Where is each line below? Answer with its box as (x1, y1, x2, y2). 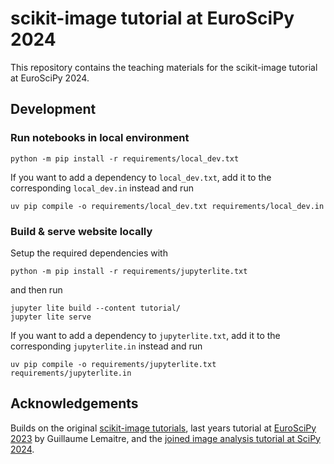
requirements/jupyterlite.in (10, 368, 132, 378)
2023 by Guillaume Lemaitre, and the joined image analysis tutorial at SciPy (10, 432, 321, 444)
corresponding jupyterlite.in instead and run (10, 340, 203, 352)
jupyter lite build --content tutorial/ (10, 303, 182, 313)
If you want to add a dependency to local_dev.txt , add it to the (10, 171, 272, 183)
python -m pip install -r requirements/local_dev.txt (10, 153, 240, 164)
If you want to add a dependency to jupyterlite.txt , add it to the (10, 329, 281, 341)
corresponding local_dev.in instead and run (10, 182, 194, 194)
